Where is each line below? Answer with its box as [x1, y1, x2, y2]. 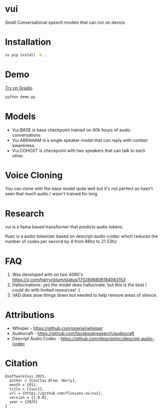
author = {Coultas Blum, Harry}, [9, 378, 77, 383]
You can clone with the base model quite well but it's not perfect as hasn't [5, 186, 153, 191]
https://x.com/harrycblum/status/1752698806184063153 [12, 277, 126, 283]
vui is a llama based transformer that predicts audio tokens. [5, 224, 124, 230]
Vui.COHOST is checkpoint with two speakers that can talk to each [12, 147, 146, 154]
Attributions [5, 310, 55, 320]
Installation [5, 36, 51, 48]
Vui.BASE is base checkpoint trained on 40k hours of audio [12, 127, 131, 133]
